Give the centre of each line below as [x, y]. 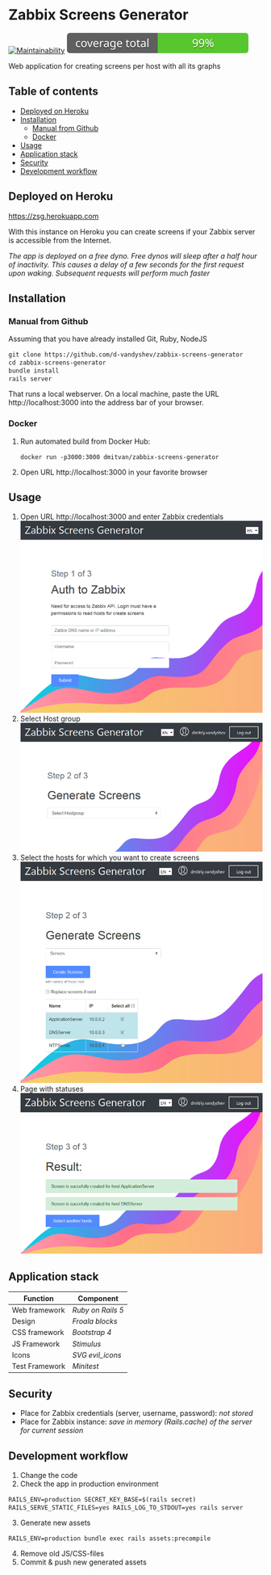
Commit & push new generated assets [83, 1562]
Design [23, 1321]
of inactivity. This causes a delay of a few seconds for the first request [126, 264]
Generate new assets [55, 1523]
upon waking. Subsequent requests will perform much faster [109, 273]
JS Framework [36, 1344]
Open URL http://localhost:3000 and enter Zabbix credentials [122, 517]
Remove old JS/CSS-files [62, 1554]
